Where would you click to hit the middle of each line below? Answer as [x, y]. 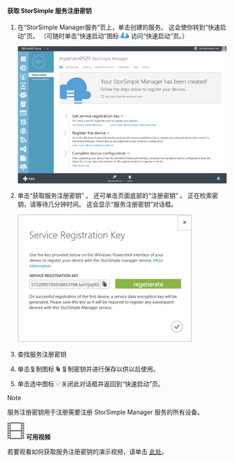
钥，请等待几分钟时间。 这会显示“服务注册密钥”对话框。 [97, 205]
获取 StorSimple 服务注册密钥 [49, 10]
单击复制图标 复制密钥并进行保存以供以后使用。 [88, 369]
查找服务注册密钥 [42, 354]
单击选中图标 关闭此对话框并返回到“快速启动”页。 [91, 384]
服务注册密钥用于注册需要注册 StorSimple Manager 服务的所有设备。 [106, 412]
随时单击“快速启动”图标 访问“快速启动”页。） [120, 36]
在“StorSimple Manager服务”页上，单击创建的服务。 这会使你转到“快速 [119, 27]
